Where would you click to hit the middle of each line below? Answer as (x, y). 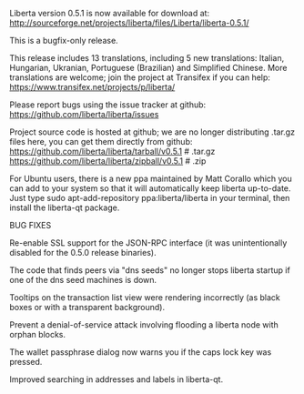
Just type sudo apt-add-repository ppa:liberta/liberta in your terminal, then (150, 198)
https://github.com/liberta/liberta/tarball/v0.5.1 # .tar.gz (112, 151)
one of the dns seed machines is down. (83, 280)
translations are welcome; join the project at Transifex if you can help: (140, 77)
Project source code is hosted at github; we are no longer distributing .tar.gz (152, 132)
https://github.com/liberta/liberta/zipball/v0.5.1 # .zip (108, 161)
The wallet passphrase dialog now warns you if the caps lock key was (141, 352)
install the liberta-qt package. (65, 207)
